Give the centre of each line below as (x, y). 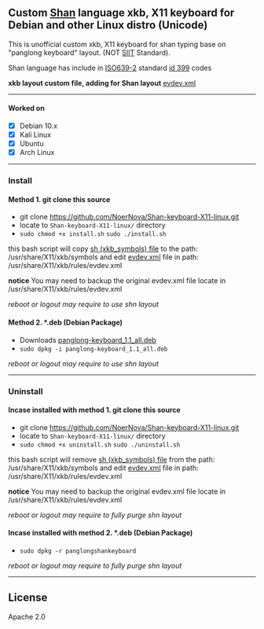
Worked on (26, 109)
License (28, 598)
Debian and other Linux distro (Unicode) (108, 26)
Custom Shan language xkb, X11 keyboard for (121, 13)
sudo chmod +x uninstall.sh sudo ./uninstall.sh (100, 445)
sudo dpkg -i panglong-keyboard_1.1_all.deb (93, 349)
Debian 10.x (38, 126)
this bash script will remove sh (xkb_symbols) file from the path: (112, 459)
